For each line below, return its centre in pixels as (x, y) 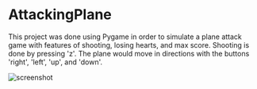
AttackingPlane (60, 15)
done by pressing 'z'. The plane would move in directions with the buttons (129, 53)
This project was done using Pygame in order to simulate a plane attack (125, 37)
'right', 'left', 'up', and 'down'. (56, 62)
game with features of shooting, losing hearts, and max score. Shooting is (129, 44)
